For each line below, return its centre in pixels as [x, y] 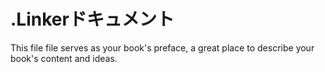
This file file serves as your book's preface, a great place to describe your [162, 47]
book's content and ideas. [64, 58]
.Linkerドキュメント [92, 19]
